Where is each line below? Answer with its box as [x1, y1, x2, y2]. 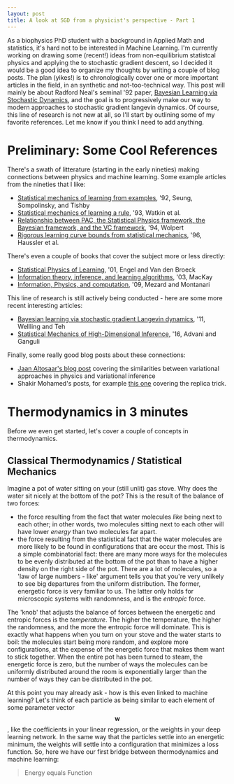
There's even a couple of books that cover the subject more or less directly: [7, 252, 226, 260]
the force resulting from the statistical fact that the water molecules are [17, 535, 222, 543]
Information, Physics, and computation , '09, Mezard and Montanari [17, 281, 210, 289]
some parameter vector [7, 703, 75, 712]
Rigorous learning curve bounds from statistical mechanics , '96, [17, 231, 202, 239]
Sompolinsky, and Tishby [17, 201, 90, 210]
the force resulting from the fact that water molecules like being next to [17, 512, 222, 521]
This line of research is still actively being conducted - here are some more [7, 294, 223, 302]
